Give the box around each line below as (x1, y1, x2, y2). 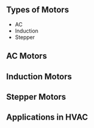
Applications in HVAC (6, 112, 89, 123)
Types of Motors (6, 5, 69, 15)
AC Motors (6, 51, 47, 61)
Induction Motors (6, 72, 72, 82)
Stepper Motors (6, 91, 66, 102)
